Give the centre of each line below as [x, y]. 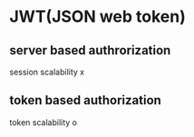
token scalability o [44, 122]
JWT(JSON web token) [97, 17]
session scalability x [47, 72]
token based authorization [85, 100]
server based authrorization [90, 50]
